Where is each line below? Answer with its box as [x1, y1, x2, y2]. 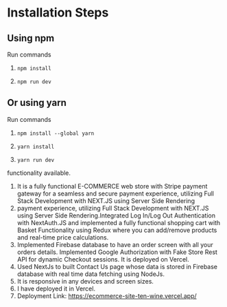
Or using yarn [7, 97, 67, 109]
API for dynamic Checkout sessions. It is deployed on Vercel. [16, 255, 190, 263]
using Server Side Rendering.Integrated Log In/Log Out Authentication [16, 211, 216, 220]
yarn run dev [16, 156, 55, 163]
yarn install [16, 143, 55, 150]
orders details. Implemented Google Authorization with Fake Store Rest [16, 248, 218, 256]
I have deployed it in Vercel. [16, 284, 96, 293]
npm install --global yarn [16, 129, 95, 137]
